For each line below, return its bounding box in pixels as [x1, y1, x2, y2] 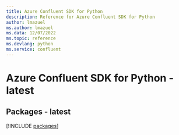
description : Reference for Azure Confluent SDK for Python [6, 14, 156, 20]
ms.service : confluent [6, 47, 61, 52]
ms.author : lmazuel [6, 24, 54, 31]
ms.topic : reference [6, 35, 57, 41]
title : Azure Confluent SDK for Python [6, 8, 103, 15]
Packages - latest [6, 107, 71, 117]
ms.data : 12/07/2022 [6, 30, 57, 36]
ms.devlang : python [6, 41, 54, 47]
